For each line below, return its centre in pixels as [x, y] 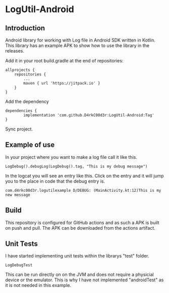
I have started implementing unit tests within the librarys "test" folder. [77, 256]
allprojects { [20, 70]
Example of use [30, 145]
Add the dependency [27, 101]
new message [18, 195]
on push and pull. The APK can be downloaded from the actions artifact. [80, 228]
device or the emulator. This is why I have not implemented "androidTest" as [84, 280]
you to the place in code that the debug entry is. [55, 181]
